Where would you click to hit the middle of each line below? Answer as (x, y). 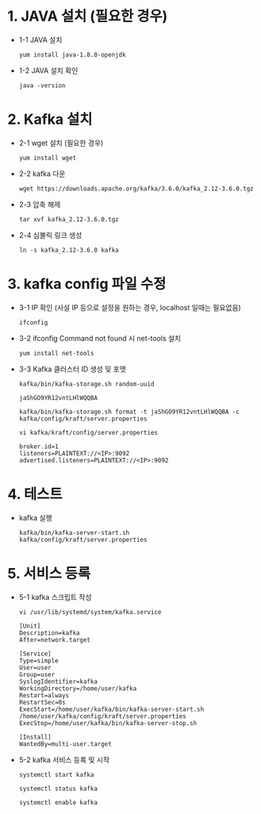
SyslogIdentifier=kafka (58, 682)
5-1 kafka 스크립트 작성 (55, 597)
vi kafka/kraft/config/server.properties (88, 432)
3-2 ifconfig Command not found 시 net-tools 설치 (100, 338)
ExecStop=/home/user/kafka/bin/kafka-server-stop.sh (108, 723)
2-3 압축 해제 (40, 204)
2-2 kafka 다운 (42, 173)
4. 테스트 (35, 494)
